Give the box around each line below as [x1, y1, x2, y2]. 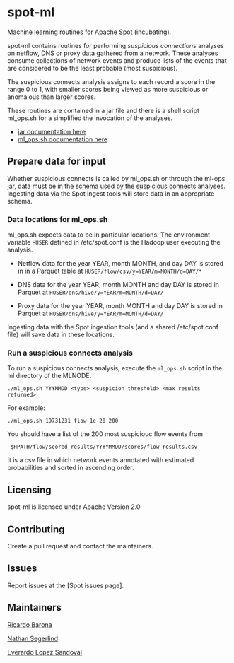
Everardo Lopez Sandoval [7, 647, 83, 656]
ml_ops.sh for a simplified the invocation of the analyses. [7, 114, 173, 122]
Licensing [7, 483, 52, 495]
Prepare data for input [7, 156, 106, 168]
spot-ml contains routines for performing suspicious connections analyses [7, 41, 224, 49]
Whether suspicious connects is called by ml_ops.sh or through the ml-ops [7, 174, 226, 182]
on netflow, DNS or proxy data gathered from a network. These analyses [7, 49, 218, 57]
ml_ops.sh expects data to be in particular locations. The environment [7, 230, 211, 239]
